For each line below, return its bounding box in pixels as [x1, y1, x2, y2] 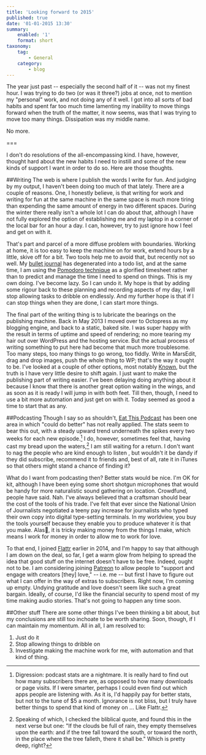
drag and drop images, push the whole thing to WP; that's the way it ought [6, 357, 194, 364]
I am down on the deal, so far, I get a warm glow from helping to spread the [6, 551, 196, 558]
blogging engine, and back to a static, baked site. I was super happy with [6, 324, 191, 332]
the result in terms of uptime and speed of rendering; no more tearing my [6, 331, 191, 338]
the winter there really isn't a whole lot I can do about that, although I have [6, 209, 194, 216]
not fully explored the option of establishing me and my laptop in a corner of [6, 216, 199, 223]
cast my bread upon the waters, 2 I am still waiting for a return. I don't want [6, 442, 194, 450]
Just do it [15, 633, 39, 641]
